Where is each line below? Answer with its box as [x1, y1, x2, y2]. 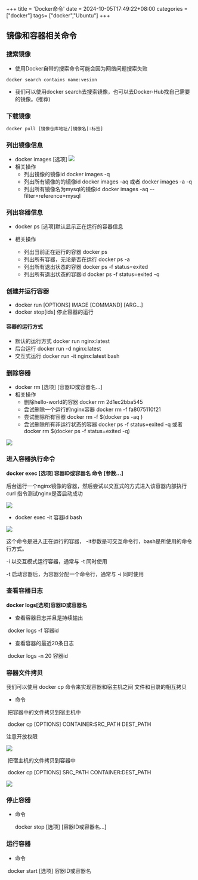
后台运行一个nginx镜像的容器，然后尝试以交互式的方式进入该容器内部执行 [6, 482, 187, 489]
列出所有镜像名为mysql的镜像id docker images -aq [23, 186, 148, 193]
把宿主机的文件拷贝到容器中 [7, 757, 76, 764]
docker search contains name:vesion [6, 76, 97, 82]
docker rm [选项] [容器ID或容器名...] [14, 384, 103, 391]
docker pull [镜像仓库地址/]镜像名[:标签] [6, 125, 103, 131]
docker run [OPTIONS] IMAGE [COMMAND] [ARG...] [14, 301, 143, 308]
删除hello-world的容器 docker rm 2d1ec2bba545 [23, 398, 143, 406]
